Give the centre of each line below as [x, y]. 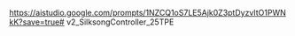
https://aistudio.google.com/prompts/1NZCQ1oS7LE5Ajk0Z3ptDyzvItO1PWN [147, 13]
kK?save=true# [37, 22]
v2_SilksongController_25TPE [120, 22]
